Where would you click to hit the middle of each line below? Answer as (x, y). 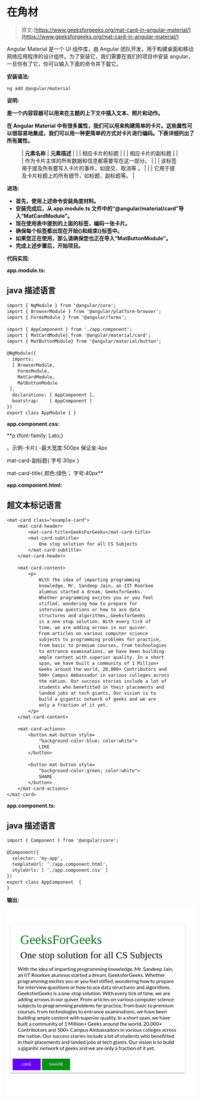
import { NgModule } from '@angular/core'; (62, 305)
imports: (23, 359)
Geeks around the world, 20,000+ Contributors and (103, 669)
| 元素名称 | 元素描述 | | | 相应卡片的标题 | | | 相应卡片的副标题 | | (100, 153)
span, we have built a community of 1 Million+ (99, 663)
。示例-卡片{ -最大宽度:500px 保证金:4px (57, 447)
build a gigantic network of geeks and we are (97, 699)
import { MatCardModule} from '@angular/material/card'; (79, 335)
